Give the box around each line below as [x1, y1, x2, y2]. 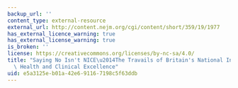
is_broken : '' [7, 43, 50, 50]
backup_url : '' [7, 10, 52, 18]
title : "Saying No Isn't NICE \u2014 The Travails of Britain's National [7, 57, 223, 64]
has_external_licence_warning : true [7, 30, 115, 38]
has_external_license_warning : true [7, 37, 115, 44]
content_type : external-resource [7, 17, 106, 24]
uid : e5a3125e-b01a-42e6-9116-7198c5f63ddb [7, 70, 138, 77]
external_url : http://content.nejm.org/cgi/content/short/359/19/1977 [7, 23, 220, 31]
